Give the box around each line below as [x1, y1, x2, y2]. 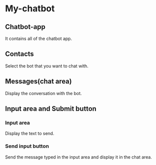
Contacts [5, 50, 34, 58]
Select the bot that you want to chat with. [5, 63, 89, 69]
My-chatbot [5, 3, 55, 14]
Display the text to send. [5, 131, 55, 136]
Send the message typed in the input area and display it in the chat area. [5, 154, 152, 160]
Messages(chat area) [5, 77, 72, 86]
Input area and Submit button [5, 104, 97, 113]
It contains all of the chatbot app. [5, 35, 72, 41]
